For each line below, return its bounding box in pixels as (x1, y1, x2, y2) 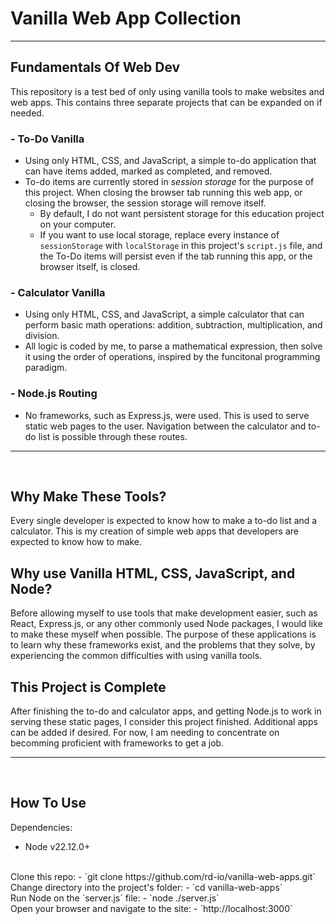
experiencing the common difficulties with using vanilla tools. (10, 650, 263, 662)
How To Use (10, 795, 87, 812)
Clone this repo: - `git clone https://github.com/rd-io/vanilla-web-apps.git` (10, 870, 316, 882)
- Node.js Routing (10, 387, 98, 401)
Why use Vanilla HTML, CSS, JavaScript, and (10, 565, 296, 582)
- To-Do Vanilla (10, 132, 85, 146)
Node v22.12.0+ (24, 840, 91, 852)
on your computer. (39, 218, 117, 231)
